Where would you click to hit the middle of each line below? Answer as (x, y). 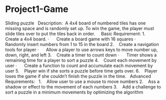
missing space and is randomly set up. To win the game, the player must (80, 28)
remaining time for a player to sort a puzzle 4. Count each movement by (81, 60)
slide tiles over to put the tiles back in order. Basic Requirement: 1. (75, 33)
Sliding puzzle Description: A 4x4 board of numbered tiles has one (75, 23)
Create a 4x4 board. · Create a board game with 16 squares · (70, 39)
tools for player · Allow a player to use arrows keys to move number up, (81, 49)
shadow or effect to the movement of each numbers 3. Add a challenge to (83, 86)
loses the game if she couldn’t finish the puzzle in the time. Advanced (78, 76)
